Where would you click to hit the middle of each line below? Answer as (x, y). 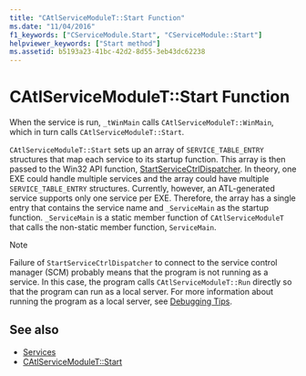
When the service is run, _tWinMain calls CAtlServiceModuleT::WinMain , (142, 122)
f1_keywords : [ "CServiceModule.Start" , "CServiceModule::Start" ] (136, 35)
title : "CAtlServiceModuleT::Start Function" (97, 18)
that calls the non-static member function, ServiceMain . (113, 227)
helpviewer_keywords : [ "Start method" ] (85, 43)
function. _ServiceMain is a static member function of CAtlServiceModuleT (147, 218)
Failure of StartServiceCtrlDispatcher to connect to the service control (143, 263)
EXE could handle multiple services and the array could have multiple (139, 179)
